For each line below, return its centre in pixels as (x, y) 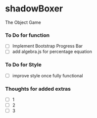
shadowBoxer (34, 9)
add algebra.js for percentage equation (52, 52)
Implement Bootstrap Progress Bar (48, 46)
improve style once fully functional (48, 75)
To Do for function (27, 35)
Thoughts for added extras (38, 89)
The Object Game (23, 22)
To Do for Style (24, 65)
